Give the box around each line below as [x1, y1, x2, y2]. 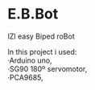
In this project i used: [7, 47, 77, 56]
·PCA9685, [7, 72, 43, 82]
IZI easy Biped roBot [7, 31, 75, 41]
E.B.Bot [7, 5, 59, 23]
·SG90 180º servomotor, [7, 63, 88, 73]
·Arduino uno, [7, 55, 53, 65]
